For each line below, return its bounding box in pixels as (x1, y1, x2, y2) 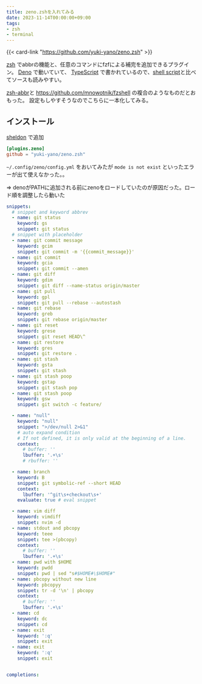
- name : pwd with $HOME (12, 559, 72, 565)
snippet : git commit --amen (17, 266, 88, 272)
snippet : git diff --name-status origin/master (17, 283, 140, 289)
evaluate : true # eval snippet (17, 497, 97, 503)
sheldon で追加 (6, 133, 44, 141)
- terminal (6, 32, 34, 38)
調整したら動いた (22, 191, 65, 199)
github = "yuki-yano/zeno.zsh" (6, 151, 86, 157)
